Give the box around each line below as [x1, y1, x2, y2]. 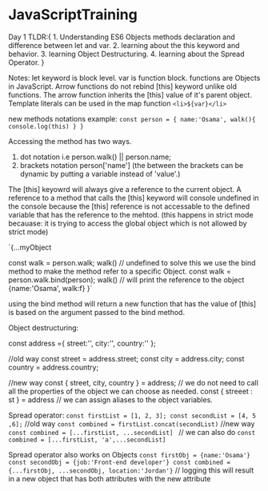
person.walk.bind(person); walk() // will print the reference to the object [8, 274, 245, 285]
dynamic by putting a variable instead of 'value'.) [19, 169, 181, 178]
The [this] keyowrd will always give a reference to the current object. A [8, 184, 242, 194]
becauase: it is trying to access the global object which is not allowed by [8, 218, 247, 228]
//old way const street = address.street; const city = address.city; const [8, 353, 245, 363]
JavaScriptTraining [8, 6, 138, 24]
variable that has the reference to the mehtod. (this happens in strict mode [8, 210, 254, 219]
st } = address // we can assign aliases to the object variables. [8, 394, 214, 405]
